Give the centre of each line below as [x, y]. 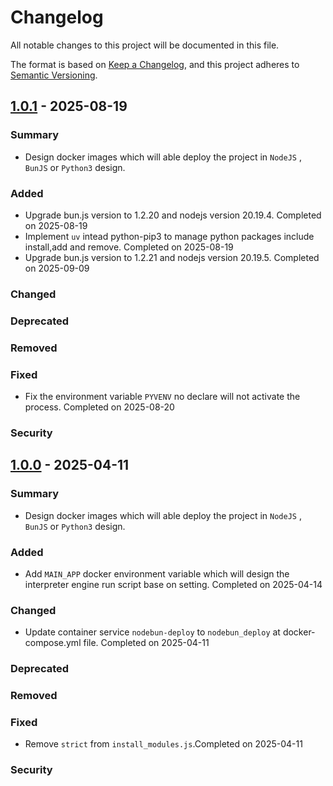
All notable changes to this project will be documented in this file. [145, 45]
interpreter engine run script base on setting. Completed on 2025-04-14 [173, 584]
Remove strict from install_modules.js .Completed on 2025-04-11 [163, 744]
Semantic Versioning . [54, 75]
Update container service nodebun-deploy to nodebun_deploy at [152, 632]
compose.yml [53, 643]
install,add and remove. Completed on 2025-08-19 [129, 247]
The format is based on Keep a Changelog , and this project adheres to [155, 64]
